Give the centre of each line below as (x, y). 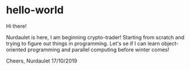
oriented (16, 49)
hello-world (35, 10)
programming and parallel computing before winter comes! (98, 49)
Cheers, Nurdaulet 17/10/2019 (42, 61)
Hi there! (16, 26)
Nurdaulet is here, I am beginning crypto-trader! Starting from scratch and (95, 37)
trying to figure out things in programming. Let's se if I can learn (83, 43)
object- (170, 43)
